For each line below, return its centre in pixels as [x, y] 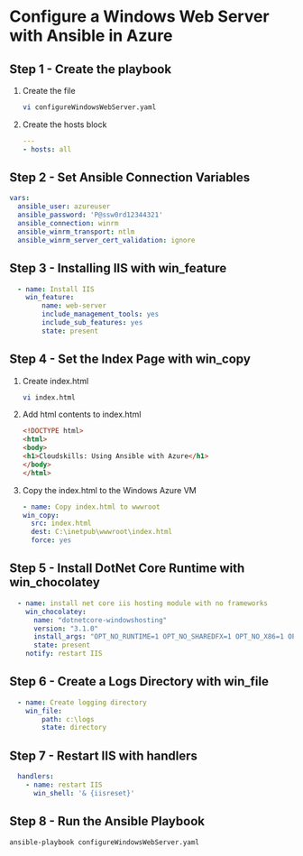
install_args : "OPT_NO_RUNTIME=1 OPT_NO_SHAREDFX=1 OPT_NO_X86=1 [158, 637]
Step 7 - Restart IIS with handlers [104, 755]
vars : [19, 198]
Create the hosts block [64, 124]
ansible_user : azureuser [64, 207]
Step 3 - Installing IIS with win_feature [118, 268]
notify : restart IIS [64, 654]
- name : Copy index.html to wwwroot [91, 507]
